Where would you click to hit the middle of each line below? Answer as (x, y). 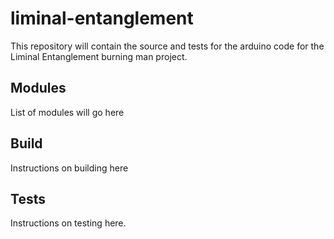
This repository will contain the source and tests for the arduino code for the (167, 46)
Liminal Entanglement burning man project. (99, 56)
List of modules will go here (67, 112)
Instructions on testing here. (68, 223)
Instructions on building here (69, 168)
